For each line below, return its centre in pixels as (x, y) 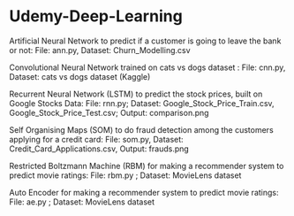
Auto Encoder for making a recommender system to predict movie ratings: (144, 192)
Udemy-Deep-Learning (96, 16)
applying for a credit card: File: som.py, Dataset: (96, 139)
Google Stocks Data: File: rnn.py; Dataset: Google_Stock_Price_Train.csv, (142, 103)
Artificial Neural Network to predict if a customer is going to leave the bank (145, 41)
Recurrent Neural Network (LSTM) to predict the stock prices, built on (136, 94)
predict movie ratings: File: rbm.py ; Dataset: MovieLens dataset (125, 175)
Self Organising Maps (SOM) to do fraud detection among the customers (141, 129)
